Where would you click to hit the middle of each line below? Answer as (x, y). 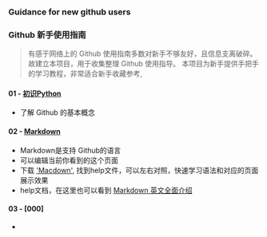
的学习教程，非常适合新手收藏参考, (85, 73)
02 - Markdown (35, 132)
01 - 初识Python (35, 93)
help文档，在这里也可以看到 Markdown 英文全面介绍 (106, 190)
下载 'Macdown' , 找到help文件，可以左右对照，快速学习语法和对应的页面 (139, 170)
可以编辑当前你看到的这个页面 (69, 160)
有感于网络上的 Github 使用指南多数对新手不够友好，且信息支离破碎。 (142, 53)
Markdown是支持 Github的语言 (70, 150)
